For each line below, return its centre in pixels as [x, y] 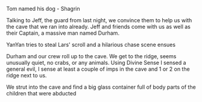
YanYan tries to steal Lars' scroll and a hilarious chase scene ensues [91, 45]
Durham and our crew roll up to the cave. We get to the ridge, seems [91, 56]
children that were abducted [41, 93]
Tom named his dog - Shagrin [43, 9]
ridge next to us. [27, 75]
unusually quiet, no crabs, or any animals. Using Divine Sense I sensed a [96, 63]
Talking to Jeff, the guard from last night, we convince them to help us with [99, 20]
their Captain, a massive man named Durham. [63, 33]
